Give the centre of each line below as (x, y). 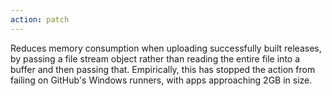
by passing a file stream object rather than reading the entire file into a (155, 58)
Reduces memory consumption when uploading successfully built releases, (166, 48)
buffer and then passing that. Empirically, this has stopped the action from (163, 69)
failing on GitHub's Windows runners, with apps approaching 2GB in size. (161, 80)
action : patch (40, 19)
